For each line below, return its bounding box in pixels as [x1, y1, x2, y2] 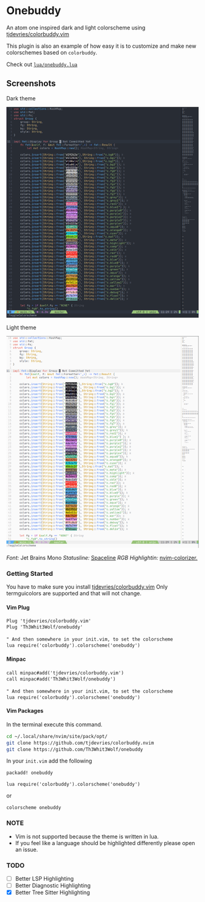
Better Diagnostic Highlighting [15, 882, 91, 889]
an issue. [15, 846, 38, 853]
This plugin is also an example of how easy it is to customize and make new [6, 42, 196, 50]
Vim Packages [6, 707, 44, 715]
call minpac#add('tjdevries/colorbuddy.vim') [6, 669, 124, 676]
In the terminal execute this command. [6, 720, 103, 728]
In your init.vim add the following [6, 757, 93, 765]
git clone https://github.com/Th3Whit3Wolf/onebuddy [6, 746, 143, 753]
